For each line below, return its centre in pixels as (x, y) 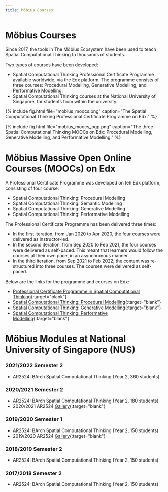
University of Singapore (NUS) (70, 349)
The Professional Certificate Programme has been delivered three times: (81, 224)
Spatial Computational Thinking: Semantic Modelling (67, 203)
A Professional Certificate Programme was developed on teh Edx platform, (83, 182)
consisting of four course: (32, 188)
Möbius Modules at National (66, 339)
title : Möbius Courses (29, 10)
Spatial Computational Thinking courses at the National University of (84, 96)
